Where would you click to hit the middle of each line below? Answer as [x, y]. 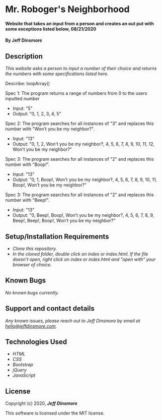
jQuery [19, 370]
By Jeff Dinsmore [24, 40]
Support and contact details [50, 309]
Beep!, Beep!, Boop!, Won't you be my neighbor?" [64, 221]
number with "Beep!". [27, 200]
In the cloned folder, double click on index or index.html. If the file [80, 254]
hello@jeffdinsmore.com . [31, 326]
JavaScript [24, 375]
